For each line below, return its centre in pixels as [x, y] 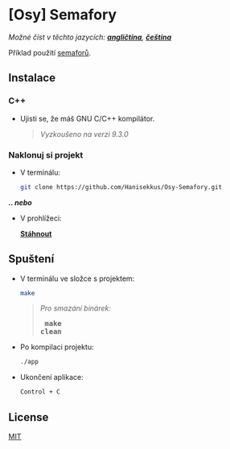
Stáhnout [36, 233]
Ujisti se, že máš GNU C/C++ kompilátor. [87, 118]
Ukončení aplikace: [51, 377]
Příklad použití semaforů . [49, 52]
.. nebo [20, 202]
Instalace [32, 78]
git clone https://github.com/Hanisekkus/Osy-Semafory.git [121, 187]
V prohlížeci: [41, 218]
